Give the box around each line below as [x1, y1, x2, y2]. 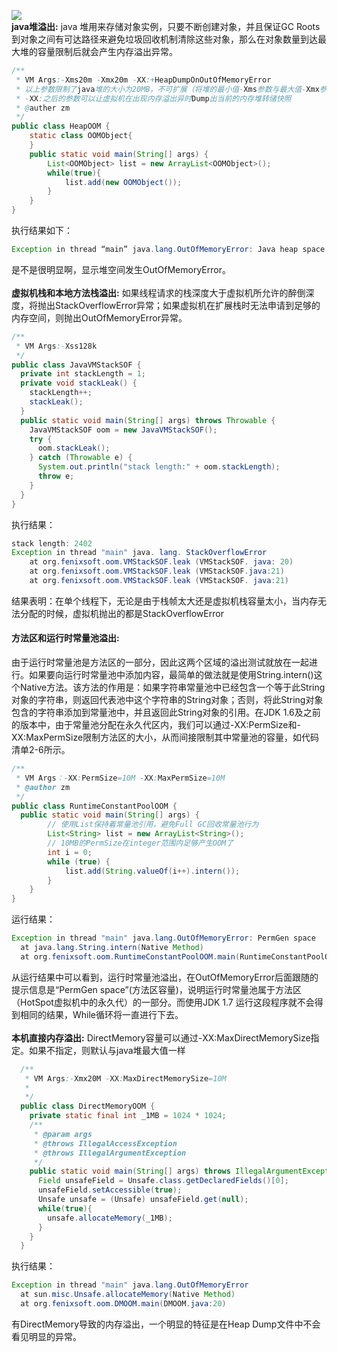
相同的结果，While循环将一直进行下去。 [19, 1008, 184, 1020]
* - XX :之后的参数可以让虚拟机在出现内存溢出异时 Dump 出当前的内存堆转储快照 [15, 93, 292, 104]
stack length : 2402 [11, 538, 93, 549]
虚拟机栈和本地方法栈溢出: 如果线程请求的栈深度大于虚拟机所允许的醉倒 [11, 286, 306, 299]
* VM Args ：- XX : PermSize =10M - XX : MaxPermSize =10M [15, 773, 226, 783]
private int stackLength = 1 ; [20, 369, 146, 379]
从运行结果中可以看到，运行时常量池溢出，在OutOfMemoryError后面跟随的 [11, 971, 319, 983]
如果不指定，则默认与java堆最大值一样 [28, 1044, 186, 1056]
